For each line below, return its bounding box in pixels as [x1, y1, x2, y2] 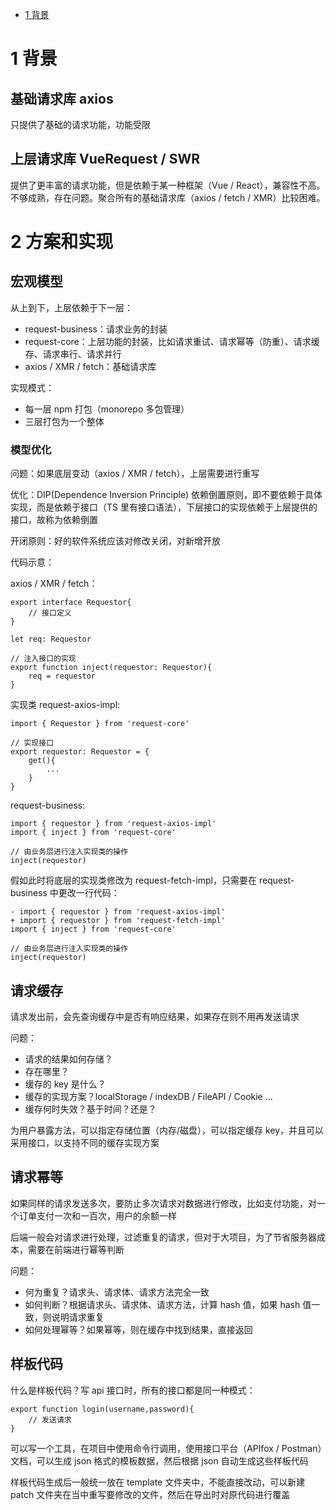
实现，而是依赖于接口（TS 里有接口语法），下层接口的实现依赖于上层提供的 [10, 501, 318, 513]
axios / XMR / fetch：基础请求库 [24, 360, 157, 372]
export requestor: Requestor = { [10, 747, 150, 757]
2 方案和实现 [10, 231, 114, 253]
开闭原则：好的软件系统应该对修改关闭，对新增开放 [10, 535, 221, 547]
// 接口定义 [28, 608, 72, 618]
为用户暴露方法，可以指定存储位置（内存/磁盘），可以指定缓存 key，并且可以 [10, 1124, 325, 1136]
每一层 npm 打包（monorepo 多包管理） [24, 403, 190, 415]
